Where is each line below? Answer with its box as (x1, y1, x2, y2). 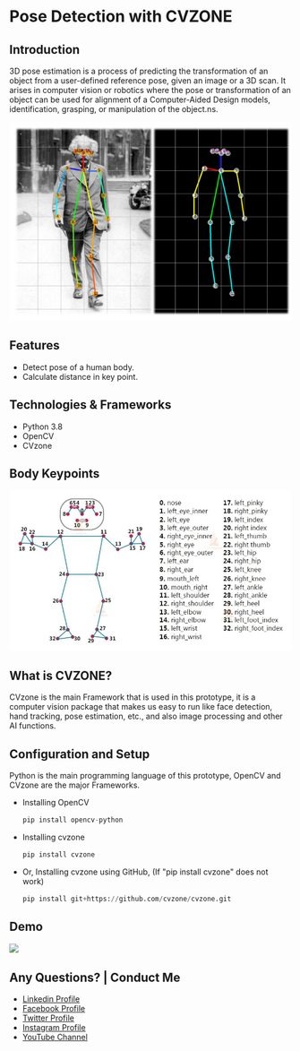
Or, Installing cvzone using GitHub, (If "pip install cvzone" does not (21, 866, 269, 877)
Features (9, 338, 60, 353)
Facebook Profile (21, 1004, 86, 1014)
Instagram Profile (21, 1022, 87, 1033)
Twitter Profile (21, 1012, 74, 1023)
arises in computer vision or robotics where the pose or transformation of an (9, 85, 291, 95)
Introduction (9, 42, 81, 57)
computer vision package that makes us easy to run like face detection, (9, 702, 273, 712)
